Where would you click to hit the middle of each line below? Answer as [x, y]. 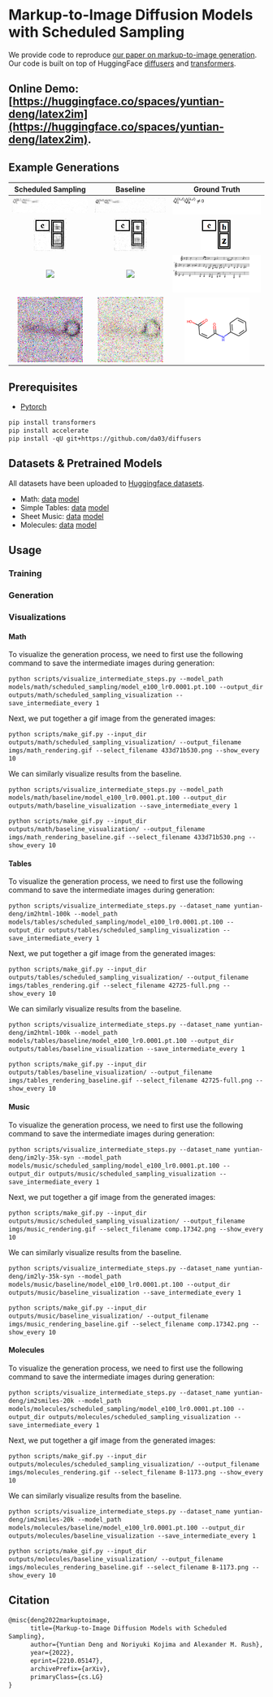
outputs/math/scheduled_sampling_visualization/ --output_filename [125, 742]
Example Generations [64, 167]
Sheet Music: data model [62, 516]
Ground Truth [217, 189]
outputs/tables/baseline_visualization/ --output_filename [110, 1073]
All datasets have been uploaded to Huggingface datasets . [106, 483]
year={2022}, [52, 1652]
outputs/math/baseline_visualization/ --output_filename [107, 829]
